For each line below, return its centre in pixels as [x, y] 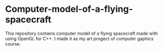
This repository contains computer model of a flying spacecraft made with [82, 33]
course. [13, 44]
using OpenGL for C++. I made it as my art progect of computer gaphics [79, 39]
